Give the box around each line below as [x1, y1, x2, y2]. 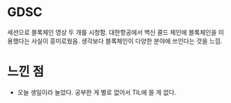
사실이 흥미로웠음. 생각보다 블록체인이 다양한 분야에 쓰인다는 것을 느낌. [31, 36, 223, 45]
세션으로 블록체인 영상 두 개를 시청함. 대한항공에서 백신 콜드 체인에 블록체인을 [7, 28, 217, 36]
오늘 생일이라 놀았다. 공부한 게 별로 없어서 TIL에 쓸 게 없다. [17, 88, 177, 96]
